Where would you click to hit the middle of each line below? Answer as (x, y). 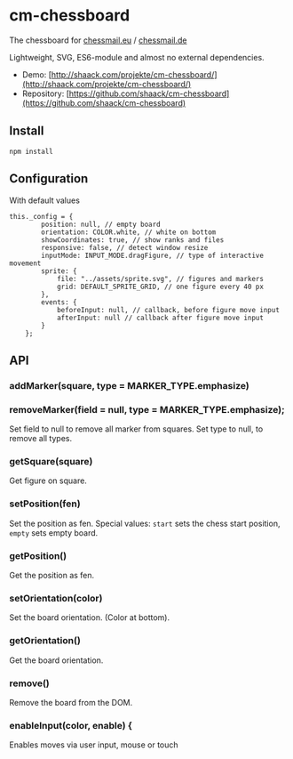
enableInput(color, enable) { (71, 725)
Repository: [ (45, 93)
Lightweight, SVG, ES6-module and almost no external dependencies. (137, 57)
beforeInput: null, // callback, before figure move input (168, 310)
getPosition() (38, 555)
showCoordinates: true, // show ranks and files (133, 240)
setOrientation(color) (56, 598)
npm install (31, 151)
